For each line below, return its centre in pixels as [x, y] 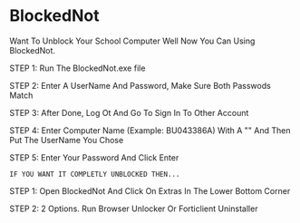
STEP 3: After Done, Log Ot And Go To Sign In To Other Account [129, 112]
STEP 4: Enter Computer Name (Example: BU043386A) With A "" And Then [150, 130]
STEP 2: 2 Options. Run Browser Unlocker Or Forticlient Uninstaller [134, 208]
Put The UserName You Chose [67, 140]
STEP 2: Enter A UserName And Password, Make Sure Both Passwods [140, 85]
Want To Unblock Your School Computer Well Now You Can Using [132, 41]
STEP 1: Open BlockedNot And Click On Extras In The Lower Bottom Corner [150, 190]
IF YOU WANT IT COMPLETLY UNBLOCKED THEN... [95, 174]
